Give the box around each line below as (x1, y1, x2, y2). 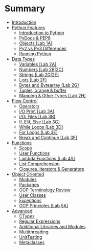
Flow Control (11, 98, 38, 104)
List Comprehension (19, 161, 60, 167)
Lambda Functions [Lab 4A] (19, 155, 75, 161)
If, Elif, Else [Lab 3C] (19, 119, 60, 125)
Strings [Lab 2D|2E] (19, 71, 59, 77)
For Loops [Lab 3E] (19, 129, 58, 135)
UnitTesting (19, 234, 43, 240)
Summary (4, 3, 45, 14)
